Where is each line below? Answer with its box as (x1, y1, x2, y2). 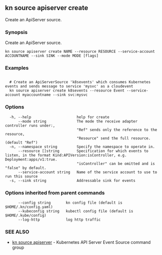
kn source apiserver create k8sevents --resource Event (9, 88, 125, 93)
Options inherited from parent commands (5, 189, 105, 196)
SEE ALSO (5, 228, 30, 235)
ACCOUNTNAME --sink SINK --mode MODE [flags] (5, 53, 98, 59)
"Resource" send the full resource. (77, 135, 151, 141)
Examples (5, 65, 29, 72)
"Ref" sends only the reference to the (77, 127, 158, 132)
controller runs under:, (5, 123, 55, 128)
